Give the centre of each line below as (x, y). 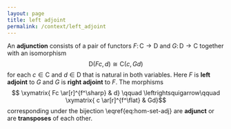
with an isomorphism (37, 53)
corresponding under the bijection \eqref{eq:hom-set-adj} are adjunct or (111, 111)
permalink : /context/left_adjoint (57, 26)
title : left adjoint (37, 20)
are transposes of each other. (50, 119)
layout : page (26, 13)
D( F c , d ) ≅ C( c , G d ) (116, 64)
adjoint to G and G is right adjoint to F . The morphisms (86, 82)
